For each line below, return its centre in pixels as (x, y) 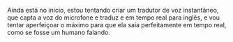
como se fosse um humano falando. (59, 32)
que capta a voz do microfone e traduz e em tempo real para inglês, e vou (114, 17)
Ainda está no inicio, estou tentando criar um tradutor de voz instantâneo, (113, 10)
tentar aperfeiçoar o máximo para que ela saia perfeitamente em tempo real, (117, 25)
